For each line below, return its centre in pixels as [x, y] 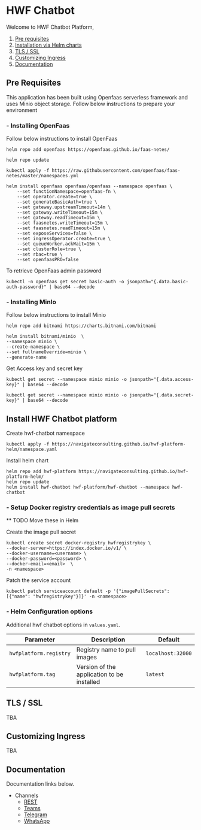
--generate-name [26, 358]
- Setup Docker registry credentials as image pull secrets [91, 508]
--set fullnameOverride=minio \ [46, 352]
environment [22, 110]
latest [155, 674]
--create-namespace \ [33, 347]
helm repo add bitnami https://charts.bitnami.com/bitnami [81, 326]
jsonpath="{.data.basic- [157, 282]
